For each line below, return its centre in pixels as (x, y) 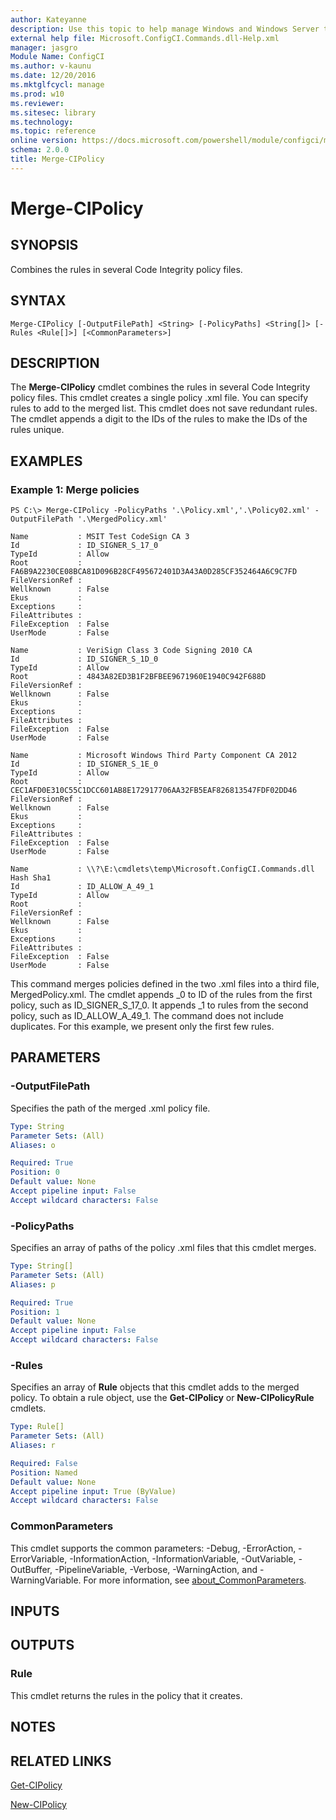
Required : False (44, 1463)
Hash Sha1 (31, 878)
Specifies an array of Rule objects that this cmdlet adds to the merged (155, 1387)
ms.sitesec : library (53, 112)
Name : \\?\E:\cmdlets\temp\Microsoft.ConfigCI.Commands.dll (162, 869)
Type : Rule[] (37, 1427)
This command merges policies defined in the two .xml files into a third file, (165, 984)
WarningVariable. (46, 1580)
